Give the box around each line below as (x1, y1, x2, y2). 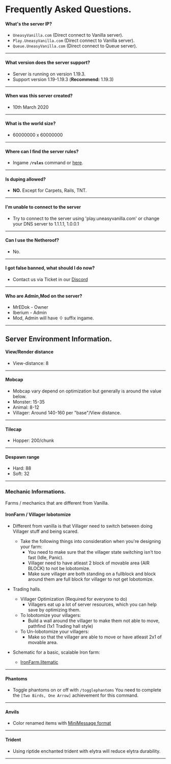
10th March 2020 (12, 104, 49, 110)
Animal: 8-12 (12, 404, 39, 410)
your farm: (20, 544, 42, 550)
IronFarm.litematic (20, 659, 59, 665)
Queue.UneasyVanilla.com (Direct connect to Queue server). (12, 43, 137, 49)
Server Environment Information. (5, 334, 112, 343)
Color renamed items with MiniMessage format (12, 720, 111, 726)
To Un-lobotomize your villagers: (20, 628, 89, 634)
